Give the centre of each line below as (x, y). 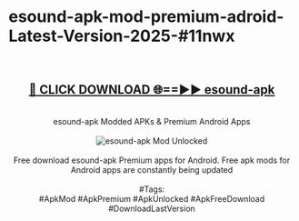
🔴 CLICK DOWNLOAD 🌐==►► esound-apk (152, 90)
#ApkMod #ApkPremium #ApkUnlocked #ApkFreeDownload (152, 198)
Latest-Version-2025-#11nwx (122, 36)
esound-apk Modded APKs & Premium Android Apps (152, 121)
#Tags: (152, 189)
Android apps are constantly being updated (152, 169)
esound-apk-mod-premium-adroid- (146, 17)
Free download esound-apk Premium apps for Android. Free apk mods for (152, 160)
